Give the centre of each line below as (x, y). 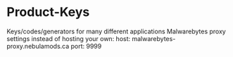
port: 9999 (86, 46)
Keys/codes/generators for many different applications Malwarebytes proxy (116, 31)
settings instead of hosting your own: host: (69, 38)
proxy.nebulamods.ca (38, 46)
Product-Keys (48, 12)
